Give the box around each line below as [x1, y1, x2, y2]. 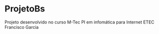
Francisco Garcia [4, 24, 39, 30]
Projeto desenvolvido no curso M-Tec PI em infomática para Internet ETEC [4, 19, 155, 25]
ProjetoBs [4, 3, 45, 14]
